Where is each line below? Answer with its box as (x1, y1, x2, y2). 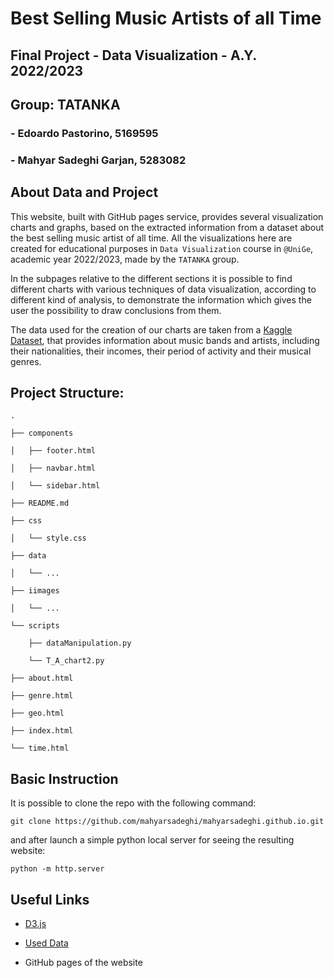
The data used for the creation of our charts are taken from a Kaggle (10, 323, 293, 336)
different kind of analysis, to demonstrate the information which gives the (10, 293, 312, 306)
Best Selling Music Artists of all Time (10, 7, 322, 30)
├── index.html (10, 726, 74, 736)
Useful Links (10, 891, 90, 908)
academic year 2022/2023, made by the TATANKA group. (10, 253, 240, 265)
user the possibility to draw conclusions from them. (10, 304, 222, 316)
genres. (10, 355, 42, 367)
